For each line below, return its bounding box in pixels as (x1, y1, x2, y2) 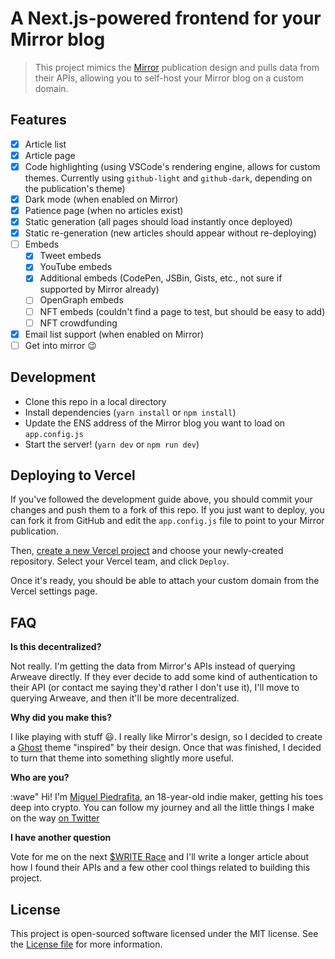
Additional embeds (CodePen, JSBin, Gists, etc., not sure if (39, 272, 283, 284)
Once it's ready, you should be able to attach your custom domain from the (10, 575, 320, 587)
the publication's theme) (24, 182, 126, 194)
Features (10, 112, 67, 129)
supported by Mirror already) (39, 283, 160, 296)
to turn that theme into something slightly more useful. (10, 752, 235, 764)
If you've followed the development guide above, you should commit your (10, 493, 313, 506)
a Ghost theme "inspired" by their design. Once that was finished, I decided (10, 742, 322, 754)
